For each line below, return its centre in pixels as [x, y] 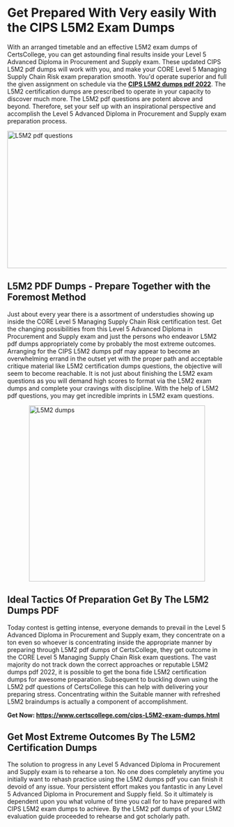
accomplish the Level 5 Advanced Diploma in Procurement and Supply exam [117, 114]
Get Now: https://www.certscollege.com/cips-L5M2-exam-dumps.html [114, 715]
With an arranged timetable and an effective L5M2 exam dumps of [102, 47]
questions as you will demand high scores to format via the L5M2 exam [109, 381]
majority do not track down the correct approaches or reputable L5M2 [108, 665]
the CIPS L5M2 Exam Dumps [91, 28]
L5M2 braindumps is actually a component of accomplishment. [97, 701]
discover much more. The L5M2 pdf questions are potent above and [105, 98]
